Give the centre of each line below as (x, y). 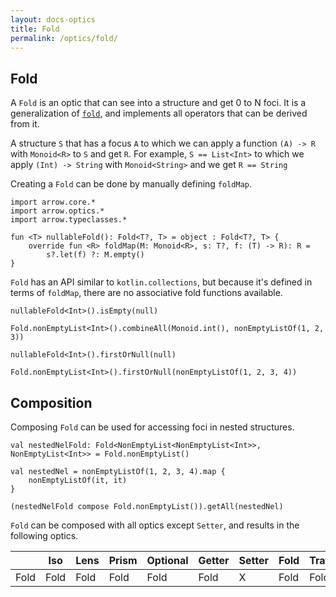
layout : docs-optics (53, 19)
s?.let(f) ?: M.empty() (95, 255)
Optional (167, 560)
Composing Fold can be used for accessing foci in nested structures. (152, 427)
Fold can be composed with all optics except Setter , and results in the (155, 525)
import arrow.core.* (53, 202)
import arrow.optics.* (57, 211)
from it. (25, 124)
